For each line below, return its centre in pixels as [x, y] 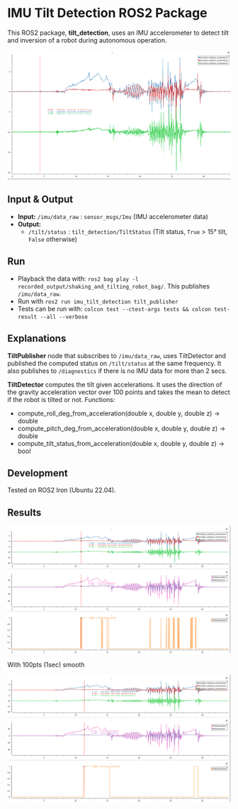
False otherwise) [53, 239]
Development [38, 473]
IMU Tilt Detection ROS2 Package [107, 13]
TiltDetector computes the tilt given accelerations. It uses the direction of [115, 384]
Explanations [37, 339]
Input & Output [40, 200]
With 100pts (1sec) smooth [46, 664]
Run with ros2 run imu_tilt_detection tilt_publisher [98, 301]
